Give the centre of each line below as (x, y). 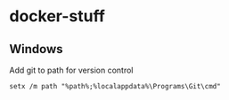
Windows (36, 49)
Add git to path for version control (71, 70)
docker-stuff (57, 16)
